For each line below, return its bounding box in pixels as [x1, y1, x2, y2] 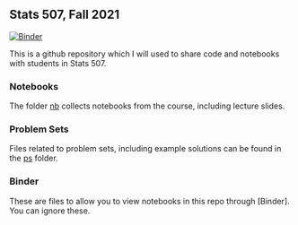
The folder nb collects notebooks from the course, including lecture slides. [9, 100, 285, 111]
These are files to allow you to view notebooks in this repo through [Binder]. [9, 195, 290, 206]
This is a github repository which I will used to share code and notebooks [9, 48, 280, 59]
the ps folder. [9, 152, 58, 164]
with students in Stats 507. [9, 57, 107, 68]
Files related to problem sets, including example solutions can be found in [9, 143, 282, 154]
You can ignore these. [9, 205, 91, 216]
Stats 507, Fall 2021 [9, 7, 119, 22]
